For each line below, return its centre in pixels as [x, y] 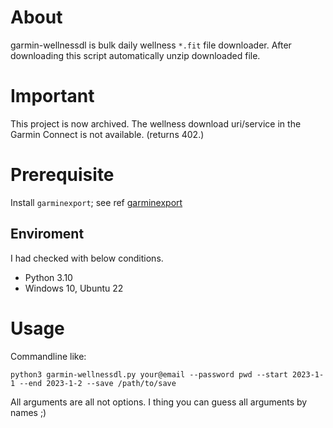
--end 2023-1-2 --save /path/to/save [98, 383]
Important [52, 96]
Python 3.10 [48, 277]
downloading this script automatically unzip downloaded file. [135, 55]
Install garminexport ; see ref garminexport [96, 202]
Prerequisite [62, 175]
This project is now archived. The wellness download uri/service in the [156, 123]
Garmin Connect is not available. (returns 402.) [107, 134]
